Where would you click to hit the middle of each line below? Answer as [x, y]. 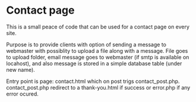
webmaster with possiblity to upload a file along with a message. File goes [97, 50]
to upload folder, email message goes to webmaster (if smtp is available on [98, 57]
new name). [21, 69]
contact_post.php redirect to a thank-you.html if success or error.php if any [98, 87]
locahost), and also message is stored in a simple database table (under [94, 63]
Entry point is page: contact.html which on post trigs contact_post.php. [93, 81]
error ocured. [22, 94]
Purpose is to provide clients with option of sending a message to [86, 44]
